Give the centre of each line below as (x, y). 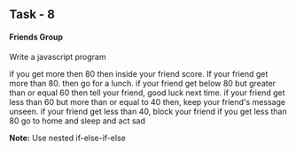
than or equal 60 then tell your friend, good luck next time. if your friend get (147, 93)
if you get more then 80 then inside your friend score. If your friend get (139, 73)
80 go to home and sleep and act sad (78, 120)
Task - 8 (32, 15)
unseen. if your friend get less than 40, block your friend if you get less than (148, 111)
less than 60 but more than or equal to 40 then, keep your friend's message (148, 101)
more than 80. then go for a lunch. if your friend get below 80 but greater (143, 83)
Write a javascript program (58, 56)
